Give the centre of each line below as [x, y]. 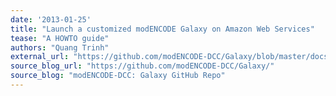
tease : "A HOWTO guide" [60, 38]
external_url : [40, 57]
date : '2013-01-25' [51, 19]
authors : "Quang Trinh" [60, 47]
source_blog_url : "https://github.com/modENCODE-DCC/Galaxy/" [142, 66]
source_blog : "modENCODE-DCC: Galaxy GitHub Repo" [118, 76]
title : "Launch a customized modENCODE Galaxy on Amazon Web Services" [162, 29]
